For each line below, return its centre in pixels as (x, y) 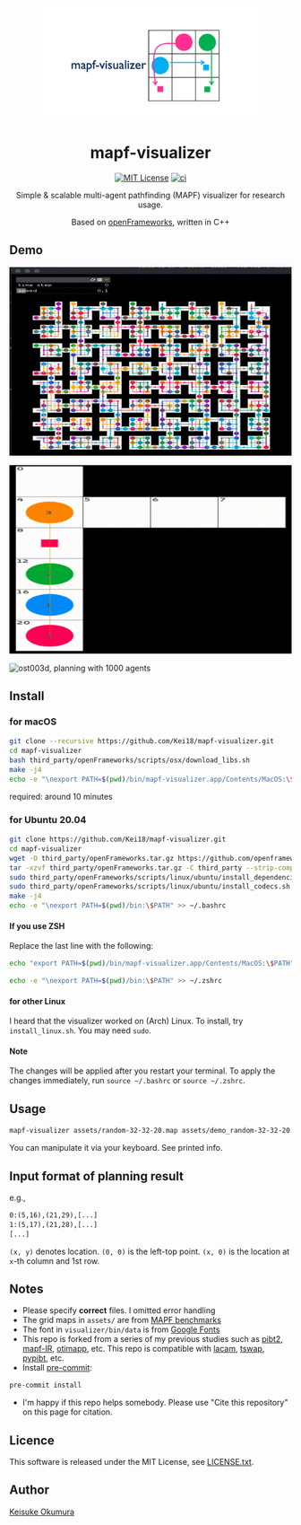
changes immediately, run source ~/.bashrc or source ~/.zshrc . (127, 1081)
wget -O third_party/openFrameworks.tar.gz (92, 858)
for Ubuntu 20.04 (48, 819)
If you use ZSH (37, 925)
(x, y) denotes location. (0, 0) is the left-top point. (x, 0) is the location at (150, 1251)
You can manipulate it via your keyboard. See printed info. (116, 1148)
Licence (32, 1440)
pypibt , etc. (43, 1358)
